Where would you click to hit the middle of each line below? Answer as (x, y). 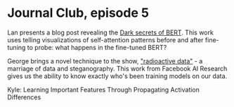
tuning (17, 47)
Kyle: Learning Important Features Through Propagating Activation (104, 89)
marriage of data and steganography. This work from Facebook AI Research (117, 68)
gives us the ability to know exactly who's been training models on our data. (117, 76)
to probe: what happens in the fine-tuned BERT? (97, 47)
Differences (24, 97)
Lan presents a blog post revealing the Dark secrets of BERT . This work (111, 32)
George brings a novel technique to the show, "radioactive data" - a (105, 61)
